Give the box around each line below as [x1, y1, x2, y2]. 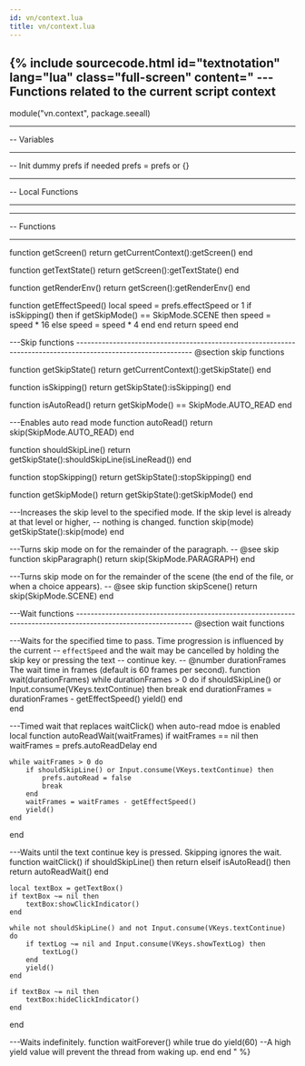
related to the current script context [69, 84, 277, 99]
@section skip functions [193, 347, 285, 357]
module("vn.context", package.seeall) [9, 108, 152, 119]
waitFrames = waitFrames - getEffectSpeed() [25, 798, 197, 807]
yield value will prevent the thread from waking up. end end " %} [9, 1047, 251, 1058]
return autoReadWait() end [9, 866, 109, 878]
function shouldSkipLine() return [9, 445, 131, 456]
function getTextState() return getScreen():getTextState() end [9, 265, 240, 276]
